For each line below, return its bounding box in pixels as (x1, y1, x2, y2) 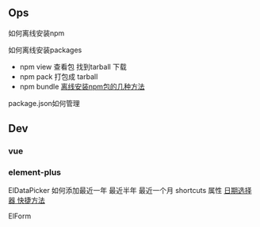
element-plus (8, 167, 62, 178)
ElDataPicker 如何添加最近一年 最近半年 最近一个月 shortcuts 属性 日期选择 (8, 186, 252, 195)
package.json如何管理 (8, 98, 81, 108)
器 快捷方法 (8, 195, 45, 205)
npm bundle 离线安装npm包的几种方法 (19, 81, 145, 91)
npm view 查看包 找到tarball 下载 (19, 62, 127, 71)
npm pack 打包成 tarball (19, 71, 98, 81)
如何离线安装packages (8, 45, 82, 55)
